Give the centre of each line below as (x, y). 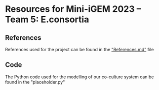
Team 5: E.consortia (47, 19)
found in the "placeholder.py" (35, 82)
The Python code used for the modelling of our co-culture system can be (79, 77)
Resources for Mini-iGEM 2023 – (73, 9)
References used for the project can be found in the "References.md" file (79, 49)
